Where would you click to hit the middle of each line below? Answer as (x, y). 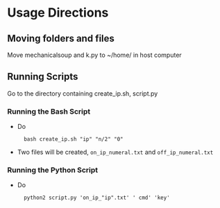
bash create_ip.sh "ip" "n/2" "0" (74, 139)
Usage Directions (58, 13)
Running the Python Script (53, 170)
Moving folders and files (61, 38)
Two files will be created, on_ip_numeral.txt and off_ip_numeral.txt (115, 152)
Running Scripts (43, 77)
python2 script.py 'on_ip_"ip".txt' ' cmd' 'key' (97, 198)
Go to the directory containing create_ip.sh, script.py (83, 93)
